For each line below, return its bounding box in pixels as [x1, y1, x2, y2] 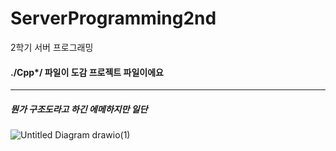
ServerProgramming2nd [10, 7, 217, 30]
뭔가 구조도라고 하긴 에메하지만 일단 [10, 103, 148, 115]
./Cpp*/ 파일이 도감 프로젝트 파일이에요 [10, 66, 164, 78]
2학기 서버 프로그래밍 [10, 41, 94, 53]
